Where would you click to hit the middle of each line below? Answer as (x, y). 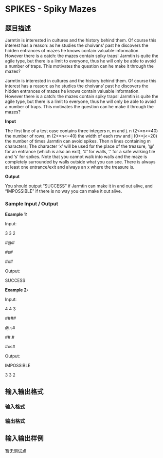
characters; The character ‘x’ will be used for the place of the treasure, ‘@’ (80, 146)
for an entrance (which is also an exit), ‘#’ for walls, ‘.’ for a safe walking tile (80, 151)
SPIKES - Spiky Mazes (51, 9)
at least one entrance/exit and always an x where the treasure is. (70, 167)
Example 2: (17, 290)
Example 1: (16, 214)
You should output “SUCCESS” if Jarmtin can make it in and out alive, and (79, 186)
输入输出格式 (24, 391)
